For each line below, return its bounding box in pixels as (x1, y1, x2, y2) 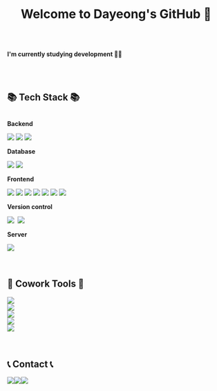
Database (7, 147, 36, 155)
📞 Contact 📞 (7, 358, 54, 370)
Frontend (7, 174, 35, 183)
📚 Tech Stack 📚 (7, 91, 80, 103)
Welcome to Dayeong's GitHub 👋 (20, 6, 212, 22)
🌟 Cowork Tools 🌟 (7, 278, 84, 290)
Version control (7, 202, 53, 210)
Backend (7, 119, 33, 127)
